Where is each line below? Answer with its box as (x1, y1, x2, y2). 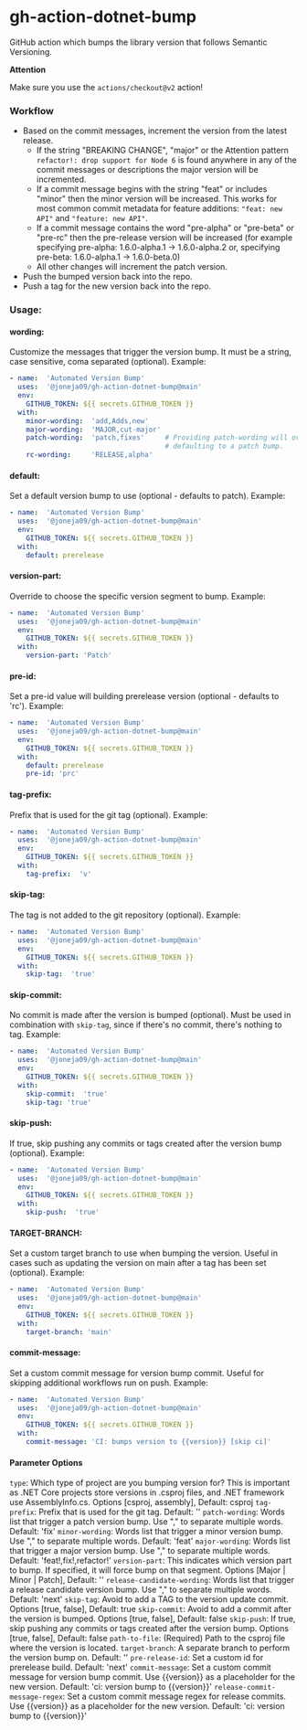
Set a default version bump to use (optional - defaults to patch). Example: (9, 491, 286, 502)
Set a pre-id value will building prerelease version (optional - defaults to (9, 691, 280, 702)
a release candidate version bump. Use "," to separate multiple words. (9, 1584, 272, 1596)
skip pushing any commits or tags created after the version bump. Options (9, 1623, 290, 1634)
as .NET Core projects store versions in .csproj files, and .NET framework (9, 1487, 285, 1498)
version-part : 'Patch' (26, 651, 112, 660)
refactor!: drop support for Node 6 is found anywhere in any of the (36, 154, 297, 165)
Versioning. (9, 46, 53, 57)
